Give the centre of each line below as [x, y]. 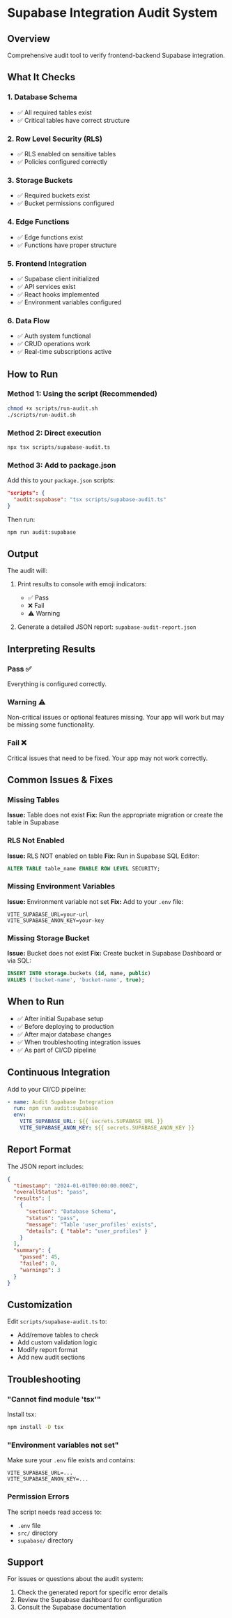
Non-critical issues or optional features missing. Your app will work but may [116, 718]
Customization [40, 1304]
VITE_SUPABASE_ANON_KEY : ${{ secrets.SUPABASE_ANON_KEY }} [107, 1128]
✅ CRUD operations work [54, 344]
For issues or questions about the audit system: [75, 1579]
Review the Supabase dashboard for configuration [90, 1600]
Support [25, 1562]
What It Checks [41, 77]
